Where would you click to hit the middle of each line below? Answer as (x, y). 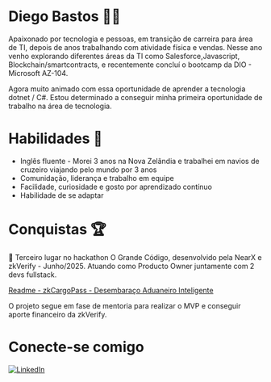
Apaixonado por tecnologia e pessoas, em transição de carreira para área (131, 39)
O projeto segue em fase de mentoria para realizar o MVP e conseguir (125, 305)
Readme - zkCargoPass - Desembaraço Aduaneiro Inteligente (111, 290)
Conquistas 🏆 (57, 230)
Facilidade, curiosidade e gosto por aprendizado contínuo (116, 187)
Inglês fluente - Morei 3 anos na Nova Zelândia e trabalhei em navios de (140, 161)
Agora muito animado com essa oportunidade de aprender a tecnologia (127, 89)
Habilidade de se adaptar (62, 195)
